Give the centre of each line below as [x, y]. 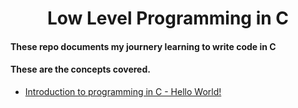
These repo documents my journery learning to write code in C [143, 46]
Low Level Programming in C [168, 18]
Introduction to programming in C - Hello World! [123, 91]
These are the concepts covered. [80, 69]
